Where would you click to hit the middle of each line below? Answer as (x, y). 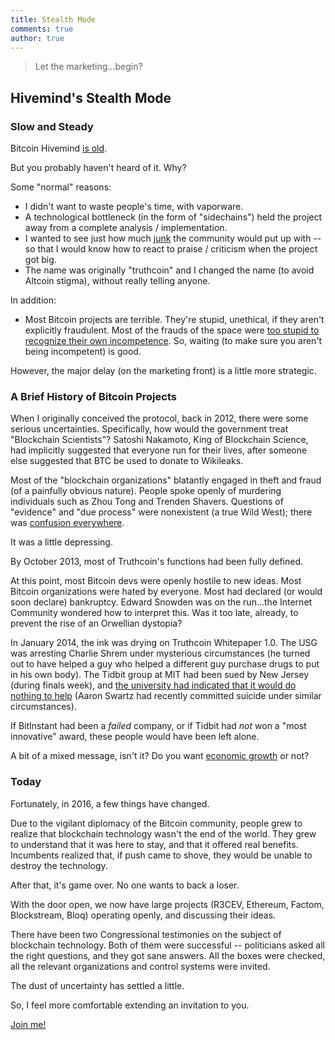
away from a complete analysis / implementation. (126, 228)
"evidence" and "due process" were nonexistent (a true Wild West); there (161, 512)
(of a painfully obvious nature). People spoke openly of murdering (146, 491)
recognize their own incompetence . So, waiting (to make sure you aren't (173, 341)
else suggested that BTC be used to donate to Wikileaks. (127, 461)
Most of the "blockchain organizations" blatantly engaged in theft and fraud (166, 480)
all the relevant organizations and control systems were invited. (140, 966)
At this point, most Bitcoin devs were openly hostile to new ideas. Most (156, 581)
